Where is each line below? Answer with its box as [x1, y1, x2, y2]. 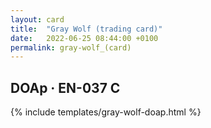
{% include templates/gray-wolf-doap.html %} [10, 106, 202, 118]
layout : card [10, 14, 65, 25]
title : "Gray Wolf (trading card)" [10, 24, 163, 34]
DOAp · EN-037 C [10, 79, 121, 96]
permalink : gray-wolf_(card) [10, 42, 132, 53]
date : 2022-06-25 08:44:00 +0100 [10, 33, 159, 43]
